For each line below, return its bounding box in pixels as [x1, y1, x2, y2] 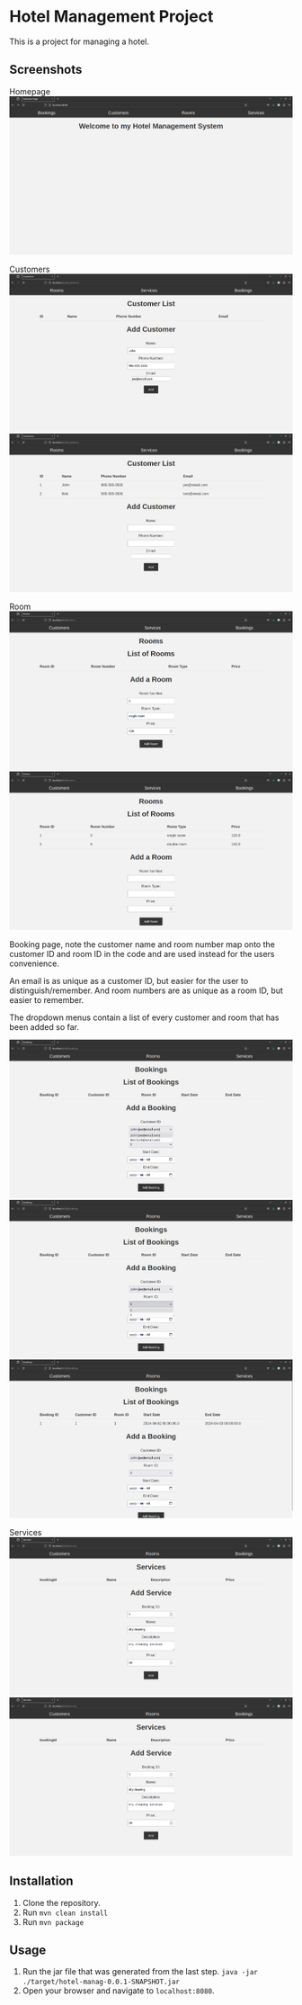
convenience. [9, 958, 60, 969]
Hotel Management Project [9, 6, 214, 27]
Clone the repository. [22, 1897, 101, 1908]
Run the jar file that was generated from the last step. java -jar [22, 1966, 258, 1977]
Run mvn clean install [22, 1907, 108, 1918]
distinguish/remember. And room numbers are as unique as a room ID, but [9, 985, 283, 996]
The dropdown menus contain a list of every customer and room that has [9, 1012, 280, 1023]
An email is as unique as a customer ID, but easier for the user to [9, 975, 249, 986]
